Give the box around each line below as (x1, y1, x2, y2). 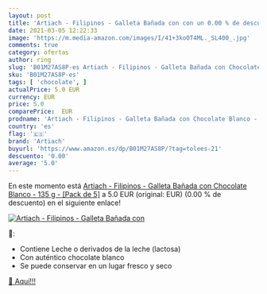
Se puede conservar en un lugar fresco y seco (19, 261, 172, 271)
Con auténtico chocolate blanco (19, 253, 125, 262)
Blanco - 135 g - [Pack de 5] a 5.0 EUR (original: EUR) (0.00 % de (8, 190, 222, 199)
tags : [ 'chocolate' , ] (8, 78, 87, 86)
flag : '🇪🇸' (8, 130, 48, 137)
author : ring (8, 56, 52, 64)
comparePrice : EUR (8, 108, 73, 116)
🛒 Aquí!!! (8, 277, 37, 286)
